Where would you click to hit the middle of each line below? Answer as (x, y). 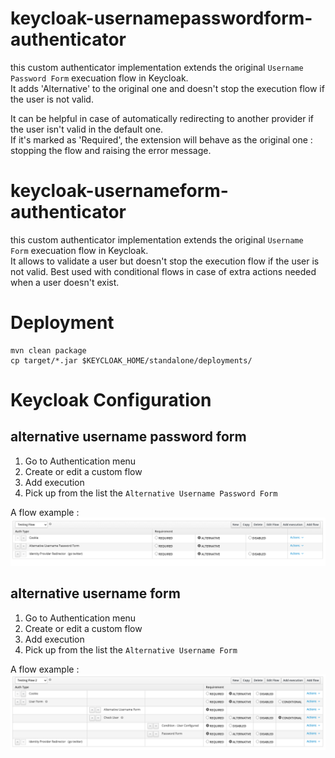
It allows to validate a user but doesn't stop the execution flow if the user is (165, 261)
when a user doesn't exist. (65, 282)
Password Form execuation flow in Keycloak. (99, 78)
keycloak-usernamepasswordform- (161, 18)
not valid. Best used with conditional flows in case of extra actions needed (163, 271)
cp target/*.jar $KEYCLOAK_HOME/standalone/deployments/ (131, 360)
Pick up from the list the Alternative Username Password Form (151, 493)
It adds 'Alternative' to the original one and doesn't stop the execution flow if (167, 88)
